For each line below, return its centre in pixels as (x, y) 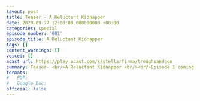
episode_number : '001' (34, 34)
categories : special (32, 28)
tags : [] (17, 45)
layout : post (22, 12)
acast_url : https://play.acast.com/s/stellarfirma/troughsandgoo (89, 61)
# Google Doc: (26, 84)
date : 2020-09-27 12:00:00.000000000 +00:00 (63, 23)
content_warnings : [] (33, 50)
